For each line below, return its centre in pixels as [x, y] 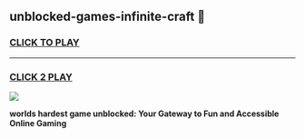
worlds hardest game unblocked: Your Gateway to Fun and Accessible [144, 113]
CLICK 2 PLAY [41, 76]
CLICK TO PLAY [44, 43]
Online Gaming [38, 123]
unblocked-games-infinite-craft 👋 [108, 17]
